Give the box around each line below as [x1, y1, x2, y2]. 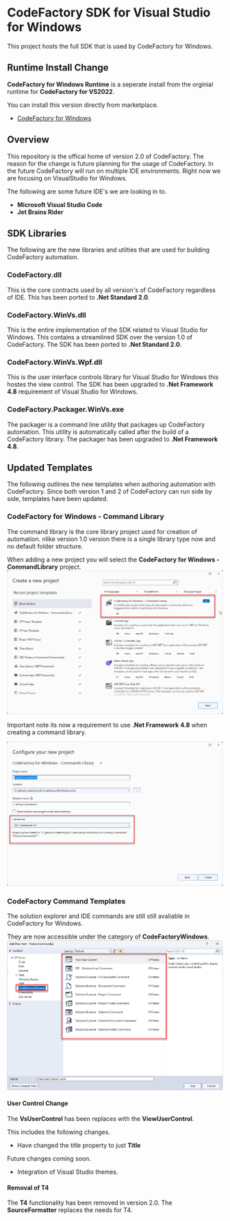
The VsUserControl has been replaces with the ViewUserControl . [7, 1114, 194, 1122]
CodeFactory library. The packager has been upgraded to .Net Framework [7, 435, 218, 443]
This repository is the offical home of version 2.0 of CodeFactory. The [7, 152, 204, 160]
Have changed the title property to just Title [16, 1141, 141, 1149]
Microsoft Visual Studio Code [16, 200, 103, 208]
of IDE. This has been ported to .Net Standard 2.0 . [7, 293, 151, 301]
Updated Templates [7, 461, 93, 474]
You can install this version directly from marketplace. [7, 101, 159, 109]
